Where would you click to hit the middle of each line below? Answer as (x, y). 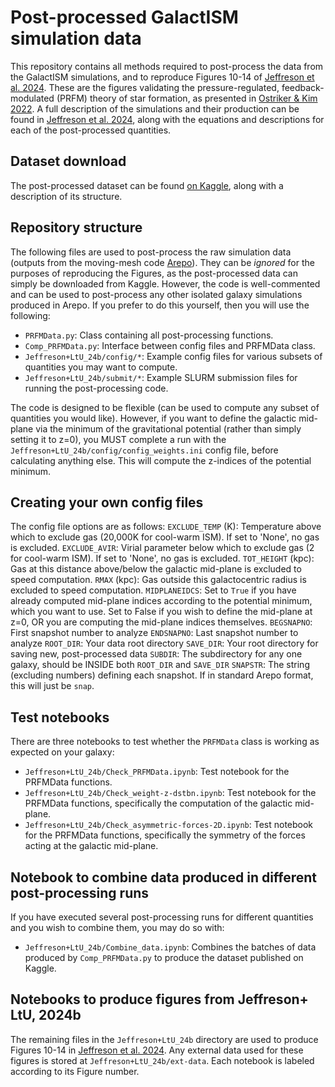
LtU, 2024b (46, 1015)
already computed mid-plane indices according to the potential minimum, (161, 601)
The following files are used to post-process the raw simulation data (151, 252)
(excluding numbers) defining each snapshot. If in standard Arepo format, (162, 675)
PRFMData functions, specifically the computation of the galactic (158, 803)
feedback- (303, 87)
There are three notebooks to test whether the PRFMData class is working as (165, 742)
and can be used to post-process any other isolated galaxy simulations (156, 294)
